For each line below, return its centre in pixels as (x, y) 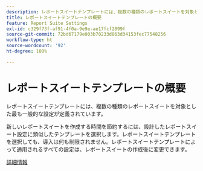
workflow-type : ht (29, 40)
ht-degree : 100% (27, 51)
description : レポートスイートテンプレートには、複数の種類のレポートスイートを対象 (100, 12)
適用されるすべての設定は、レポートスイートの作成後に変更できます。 (103, 149)
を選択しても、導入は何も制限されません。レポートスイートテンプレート (96, 141)
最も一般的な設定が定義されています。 (59, 114)
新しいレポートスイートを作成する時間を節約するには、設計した (85, 126)
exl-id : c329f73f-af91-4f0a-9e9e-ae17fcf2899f (66, 29)
